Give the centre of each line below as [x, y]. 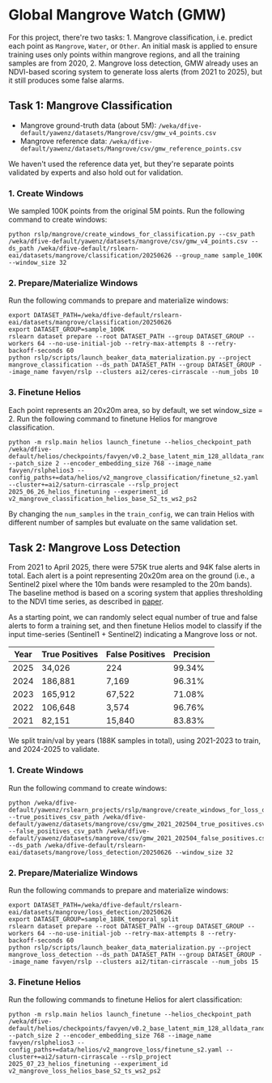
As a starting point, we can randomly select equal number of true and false [133, 618]
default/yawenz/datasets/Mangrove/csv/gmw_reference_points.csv [131, 149]
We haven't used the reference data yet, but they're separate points [121, 164]
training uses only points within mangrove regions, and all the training [124, 54]
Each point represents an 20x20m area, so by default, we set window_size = [136, 410]
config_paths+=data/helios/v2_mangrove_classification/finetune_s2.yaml [134, 478]
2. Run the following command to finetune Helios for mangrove [113, 418]
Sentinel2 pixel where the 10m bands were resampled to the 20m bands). [130, 584]
